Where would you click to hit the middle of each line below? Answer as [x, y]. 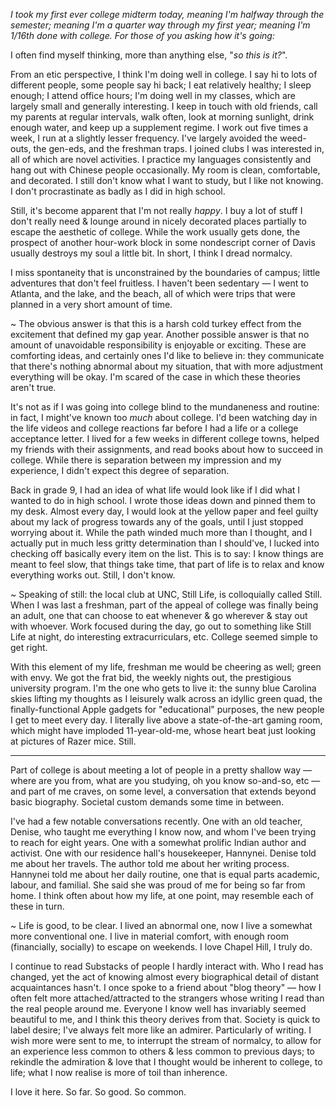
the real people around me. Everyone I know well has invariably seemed [158, 1008]
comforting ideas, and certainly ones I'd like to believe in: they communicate [167, 355]
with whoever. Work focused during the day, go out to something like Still [161, 626]
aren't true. [33, 387]
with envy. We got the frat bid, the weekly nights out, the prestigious [151, 677]
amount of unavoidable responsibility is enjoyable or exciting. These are [158, 345]
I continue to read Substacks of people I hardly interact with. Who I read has [167, 966]
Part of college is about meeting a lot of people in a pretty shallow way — [161, 770]
